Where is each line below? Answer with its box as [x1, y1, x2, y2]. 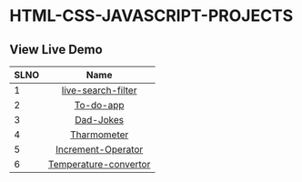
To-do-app [74, 99, 125, 111]
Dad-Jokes [75, 114, 125, 126]
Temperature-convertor [48, 158, 151, 170]
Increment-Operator [55, 143, 144, 156]
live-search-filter [61, 84, 137, 96]
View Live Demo [9, 42, 103, 57]
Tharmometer [69, 128, 129, 141]
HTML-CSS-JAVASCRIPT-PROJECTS [9, 5, 294, 26]
